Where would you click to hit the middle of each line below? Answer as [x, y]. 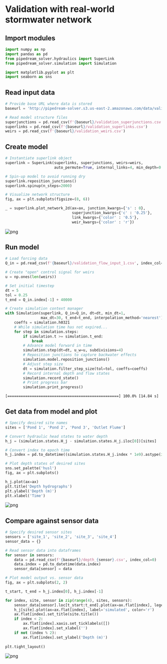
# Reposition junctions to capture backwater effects [80, 355]
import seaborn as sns [29, 77]
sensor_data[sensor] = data [43, 569]
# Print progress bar [45, 383]
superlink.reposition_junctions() [41, 181]
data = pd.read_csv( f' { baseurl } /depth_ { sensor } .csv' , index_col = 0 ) [85, 560]
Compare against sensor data [52, 521]
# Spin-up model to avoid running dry [45, 176]
